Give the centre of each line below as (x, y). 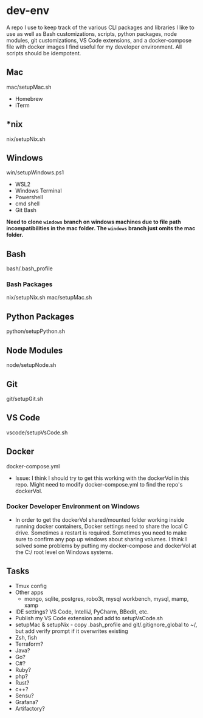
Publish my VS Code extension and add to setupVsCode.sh (89, 618)
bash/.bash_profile (29, 268)
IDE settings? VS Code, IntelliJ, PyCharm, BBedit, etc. (82, 612)
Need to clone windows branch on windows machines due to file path (94, 222)
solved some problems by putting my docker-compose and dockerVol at (105, 545)
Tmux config (31, 586)
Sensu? (25, 696)
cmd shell (27, 203)
